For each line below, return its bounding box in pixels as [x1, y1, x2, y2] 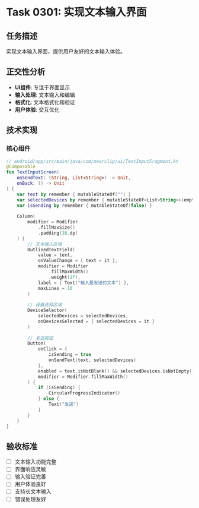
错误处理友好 [14, 496, 46, 503]
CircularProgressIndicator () [48, 390, 120, 396]
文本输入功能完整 [14, 458, 57, 465]
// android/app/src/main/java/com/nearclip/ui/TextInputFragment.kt [6, 158, 179, 164]
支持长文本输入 [14, 488, 52, 495]
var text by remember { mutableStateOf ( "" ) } [17, 191, 131, 197]
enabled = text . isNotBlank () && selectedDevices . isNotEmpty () [37, 368, 195, 374]
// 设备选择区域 [27, 302, 62, 308]
